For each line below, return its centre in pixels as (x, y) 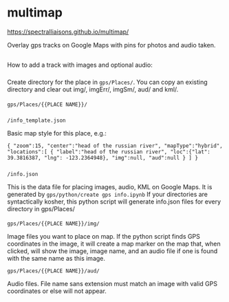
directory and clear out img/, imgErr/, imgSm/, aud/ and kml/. (93, 89)
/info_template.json (37, 121)
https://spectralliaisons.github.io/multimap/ (68, 32)
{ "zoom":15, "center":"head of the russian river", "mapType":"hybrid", (115, 146)
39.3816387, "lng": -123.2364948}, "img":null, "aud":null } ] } (102, 158)
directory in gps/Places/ (41, 208)
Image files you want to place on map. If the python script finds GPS (104, 237)
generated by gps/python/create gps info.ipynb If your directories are (108, 194)
